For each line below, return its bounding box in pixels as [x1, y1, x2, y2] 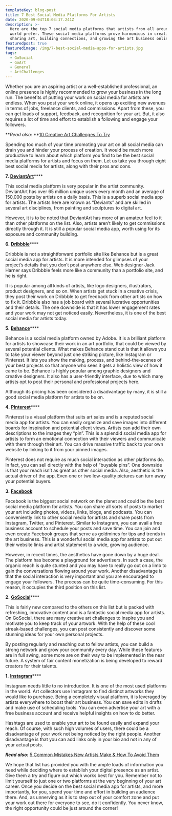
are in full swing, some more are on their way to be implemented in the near [5, 652, 165, 658]
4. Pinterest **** [5, 404, 40, 410]
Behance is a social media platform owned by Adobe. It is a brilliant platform [5, 335, 165, 341]
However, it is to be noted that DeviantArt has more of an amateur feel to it [5, 215, 162, 221]
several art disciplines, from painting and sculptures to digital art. [5, 205, 142, 211]
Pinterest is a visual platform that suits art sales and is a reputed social [5, 414, 154, 420]
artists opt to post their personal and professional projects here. [5, 379, 140, 385]
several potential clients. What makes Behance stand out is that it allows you [5, 346, 166, 352]
